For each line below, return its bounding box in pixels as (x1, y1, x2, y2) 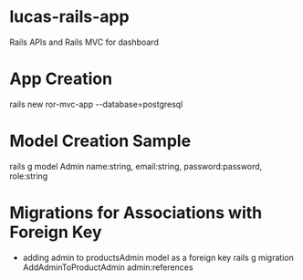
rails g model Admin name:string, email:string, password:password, (9, 161, 263, 171)
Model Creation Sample (9, 130, 192, 151)
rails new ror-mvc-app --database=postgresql (9, 99, 183, 109)
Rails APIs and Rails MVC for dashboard (9, 36, 160, 47)
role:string (9, 171, 48, 181)
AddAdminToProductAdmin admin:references (22, 262, 193, 273)
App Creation (9, 68, 112, 89)
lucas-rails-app (9, 6, 130, 27)
